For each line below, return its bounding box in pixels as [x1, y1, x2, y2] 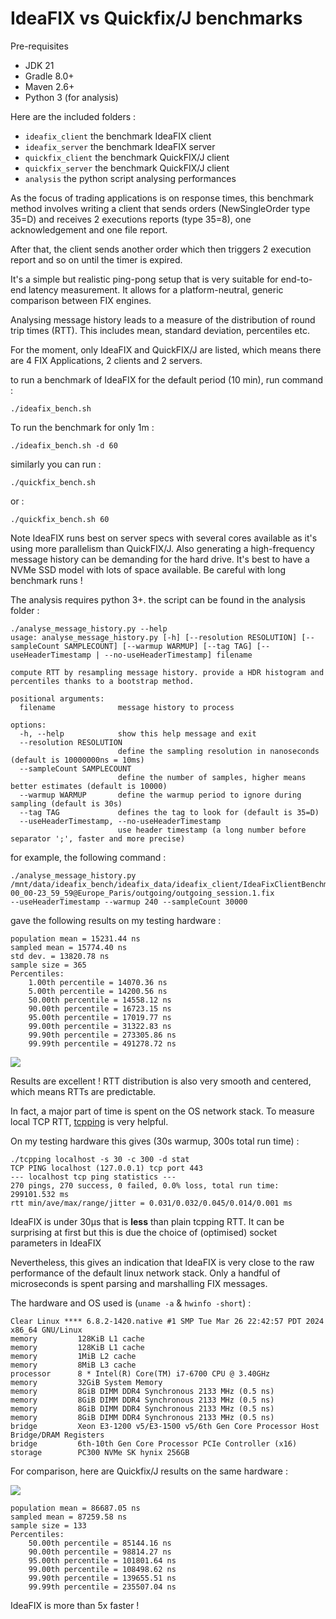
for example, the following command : [10, 851, 167, 863]
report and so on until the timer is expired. [10, 253, 183, 266]
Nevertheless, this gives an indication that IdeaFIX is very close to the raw [10, 1256, 315, 1268]
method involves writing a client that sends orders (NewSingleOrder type [10, 202, 311, 214]
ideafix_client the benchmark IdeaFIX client [24, 130, 212, 142]
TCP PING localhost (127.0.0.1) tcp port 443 [10, 1163, 203, 1173]
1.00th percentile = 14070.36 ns [28, 977, 168, 987]
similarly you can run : [10, 458, 102, 470]
